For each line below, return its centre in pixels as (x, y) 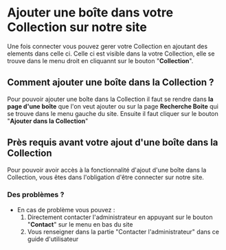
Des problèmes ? (36, 195)
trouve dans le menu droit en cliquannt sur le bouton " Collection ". (100, 60)
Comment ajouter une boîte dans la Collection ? (111, 83)
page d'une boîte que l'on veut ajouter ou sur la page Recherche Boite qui (113, 106)
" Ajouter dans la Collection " (48, 121)
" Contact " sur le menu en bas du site (80, 224)
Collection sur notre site (77, 27)
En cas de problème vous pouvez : (66, 209)
